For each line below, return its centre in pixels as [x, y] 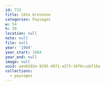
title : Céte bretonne [28, 15]
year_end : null [21, 57]
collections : [19, 71]
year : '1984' [19, 48]
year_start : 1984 [23, 52]
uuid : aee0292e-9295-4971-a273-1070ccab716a [53, 66]
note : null [17, 38]
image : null [18, 62]
